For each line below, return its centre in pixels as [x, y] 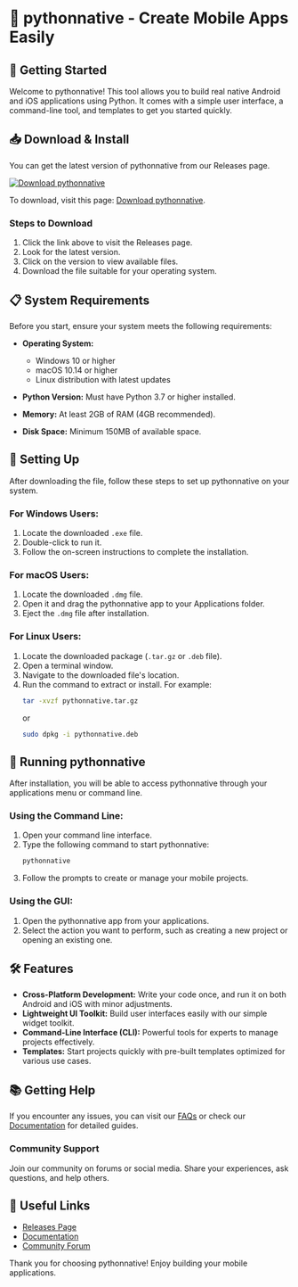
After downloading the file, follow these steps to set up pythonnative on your [149, 481]
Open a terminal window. [68, 665]
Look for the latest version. [71, 252]
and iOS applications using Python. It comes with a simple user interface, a [146, 101]
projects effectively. [58, 1042]
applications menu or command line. [76, 793]
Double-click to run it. [62, 542]
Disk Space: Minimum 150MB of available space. [112, 431]
